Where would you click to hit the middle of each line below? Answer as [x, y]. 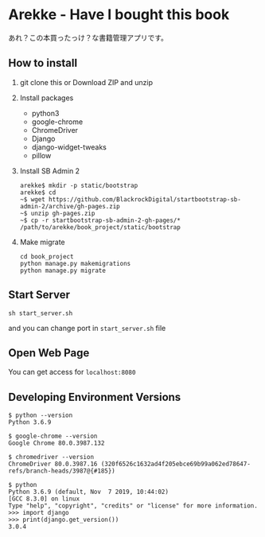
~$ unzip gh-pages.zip [57, 213]
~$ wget [32, 199]
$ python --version [41, 415]
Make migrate [42, 242]
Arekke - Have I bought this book [119, 15]
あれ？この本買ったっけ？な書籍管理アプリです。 [88, 37]
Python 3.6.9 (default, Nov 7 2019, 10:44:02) [89, 492]
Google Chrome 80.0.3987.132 [57, 443]
